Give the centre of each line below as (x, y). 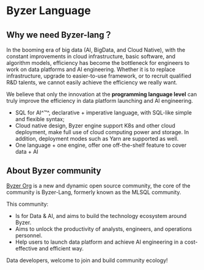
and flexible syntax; (40, 119)
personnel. (29, 235)
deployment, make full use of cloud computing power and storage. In (102, 132)
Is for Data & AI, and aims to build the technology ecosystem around (101, 216)
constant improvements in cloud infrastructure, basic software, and (91, 56)
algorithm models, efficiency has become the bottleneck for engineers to (98, 63)
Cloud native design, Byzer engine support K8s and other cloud (95, 126)
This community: (27, 204)
